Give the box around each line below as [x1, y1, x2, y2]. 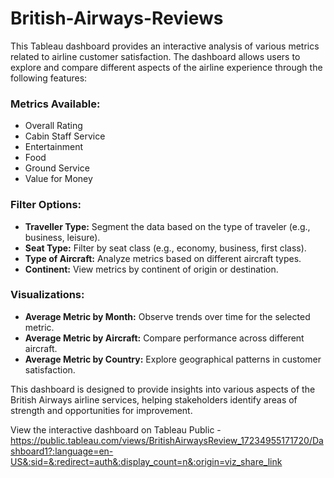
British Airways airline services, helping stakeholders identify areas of [10, 393, 298, 406]
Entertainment [24, 141, 84, 153]
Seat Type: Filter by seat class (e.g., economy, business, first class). [24, 242, 307, 254]
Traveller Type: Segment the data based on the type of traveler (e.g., [24, 220, 311, 232]
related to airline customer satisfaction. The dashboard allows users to [10, 50, 301, 62]
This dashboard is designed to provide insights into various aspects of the [10, 383, 316, 395]
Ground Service [24, 162, 90, 174]
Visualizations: [10, 288, 85, 302]
